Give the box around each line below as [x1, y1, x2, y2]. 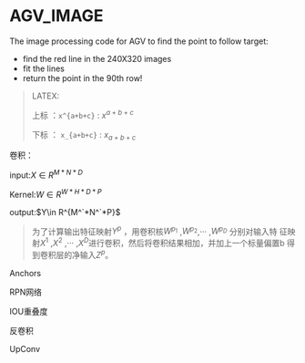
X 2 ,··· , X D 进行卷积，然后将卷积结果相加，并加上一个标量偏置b [53, 236, 285, 249]
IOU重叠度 [9, 306, 48, 316]
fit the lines [22, 63, 66, 74]
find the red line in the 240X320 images [22, 53, 172, 64]
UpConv [9, 343, 41, 354]
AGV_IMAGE [9, 5, 104, 26]
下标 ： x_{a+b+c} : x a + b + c [31, 129, 137, 142]
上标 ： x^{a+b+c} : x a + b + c [31, 108, 134, 120]
